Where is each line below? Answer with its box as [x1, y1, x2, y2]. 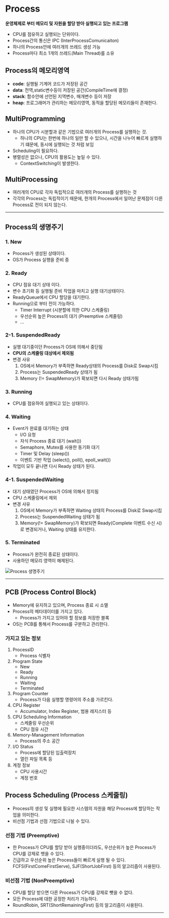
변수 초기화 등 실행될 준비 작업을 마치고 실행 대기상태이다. [12, 288, 126, 294]
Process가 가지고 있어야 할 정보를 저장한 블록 [20, 614, 110, 620]
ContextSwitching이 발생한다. [20, 160, 80, 166]
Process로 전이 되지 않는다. [12, 202, 67, 208]
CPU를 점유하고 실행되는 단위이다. [12, 31, 80, 37]
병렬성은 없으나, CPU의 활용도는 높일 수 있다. [12, 154, 102, 160]
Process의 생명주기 [5, 223, 64, 231]
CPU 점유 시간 [20, 726, 49, 732]
